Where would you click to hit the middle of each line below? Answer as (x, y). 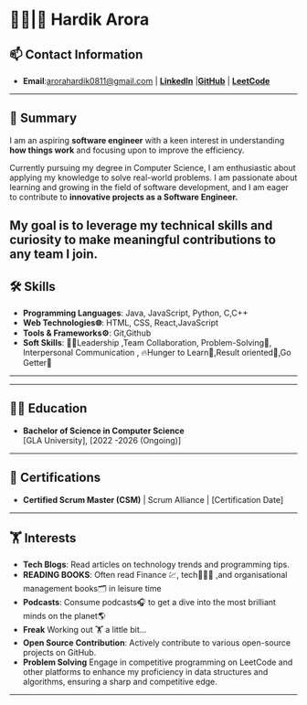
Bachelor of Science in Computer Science (103, 431)
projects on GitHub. (59, 653)
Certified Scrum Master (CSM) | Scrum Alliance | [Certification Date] (153, 499)
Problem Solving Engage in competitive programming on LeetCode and (158, 662)
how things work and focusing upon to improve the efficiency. (127, 150)
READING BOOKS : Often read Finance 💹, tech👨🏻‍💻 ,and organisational (155, 575)
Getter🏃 (37, 363)
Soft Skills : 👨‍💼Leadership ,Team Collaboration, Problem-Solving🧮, (147, 343)
